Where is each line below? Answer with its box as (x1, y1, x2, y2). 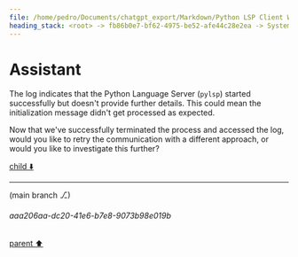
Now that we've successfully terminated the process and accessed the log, (9, 125, 285, 136)
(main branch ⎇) (9, 190, 71, 200)
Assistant (9, 59, 82, 80)
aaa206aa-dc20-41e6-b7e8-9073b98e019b (9, 210, 171, 222)
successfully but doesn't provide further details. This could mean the (9, 98, 262, 109)
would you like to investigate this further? (9, 144, 160, 154)
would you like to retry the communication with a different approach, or (9, 134, 269, 144)
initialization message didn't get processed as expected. (9, 107, 216, 118)
